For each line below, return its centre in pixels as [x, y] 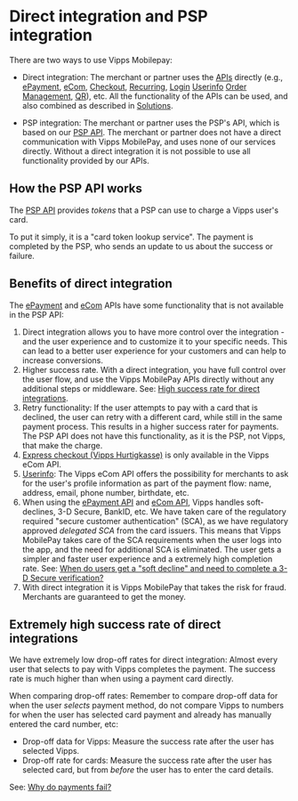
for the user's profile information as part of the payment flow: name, [147, 483]
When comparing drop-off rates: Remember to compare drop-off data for [144, 696]
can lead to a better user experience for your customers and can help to [154, 351]
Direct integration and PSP [109, 16]
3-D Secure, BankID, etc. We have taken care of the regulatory [172, 511]
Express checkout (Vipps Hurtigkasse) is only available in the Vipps [145, 455]
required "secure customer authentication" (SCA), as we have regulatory [155, 521]
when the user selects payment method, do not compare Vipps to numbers [147, 706]
